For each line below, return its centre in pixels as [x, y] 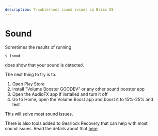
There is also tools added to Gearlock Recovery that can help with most [76, 123]
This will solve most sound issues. [39, 114]
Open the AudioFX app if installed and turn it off [60, 94]
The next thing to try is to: [31, 74]
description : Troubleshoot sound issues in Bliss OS [59, 9]
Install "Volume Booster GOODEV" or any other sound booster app [78, 89]
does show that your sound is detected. [45, 65]
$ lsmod [13, 56]
